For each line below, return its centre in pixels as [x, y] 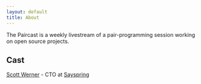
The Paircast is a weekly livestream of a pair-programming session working [101, 34]
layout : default [27, 12]
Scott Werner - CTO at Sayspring [48, 75]
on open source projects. [38, 41]
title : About [23, 18]
